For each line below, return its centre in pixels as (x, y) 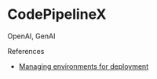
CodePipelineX (57, 14)
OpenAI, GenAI (31, 36)
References (26, 51)
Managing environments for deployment (84, 66)
